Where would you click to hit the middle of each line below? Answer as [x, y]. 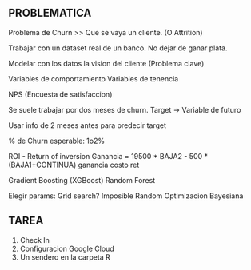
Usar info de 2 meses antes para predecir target [87, 125]
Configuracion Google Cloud [67, 248]
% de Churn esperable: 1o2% [57, 141]
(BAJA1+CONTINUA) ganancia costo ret [74, 165]
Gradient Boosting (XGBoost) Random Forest [82, 180]
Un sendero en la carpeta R [65, 257]
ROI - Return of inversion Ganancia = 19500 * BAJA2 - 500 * [108, 156]
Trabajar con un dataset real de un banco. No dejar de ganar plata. [118, 48]
